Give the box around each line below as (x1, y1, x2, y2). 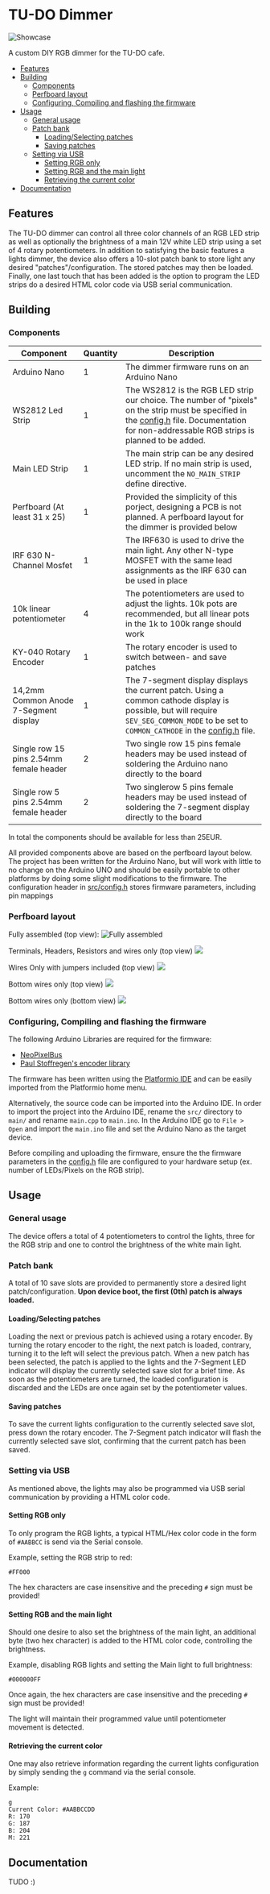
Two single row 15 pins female (125, 738, 241, 750)
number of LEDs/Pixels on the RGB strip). (8, 1165, 145, 1175)
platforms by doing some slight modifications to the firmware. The (8, 874, 227, 883)
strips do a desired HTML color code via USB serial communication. (8, 280, 233, 289)
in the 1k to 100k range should (125, 618, 243, 629)
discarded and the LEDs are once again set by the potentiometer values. (8, 1383, 247, 1393)
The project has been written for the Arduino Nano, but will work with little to (8, 857, 262, 866)
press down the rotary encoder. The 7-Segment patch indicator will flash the (8, 1428, 262, 1438)
